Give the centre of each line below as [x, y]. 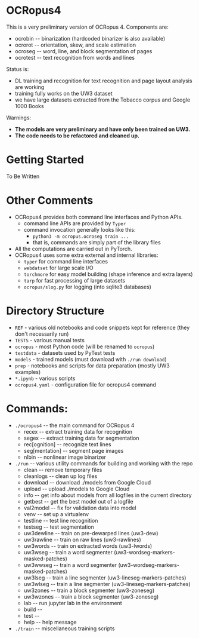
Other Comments [50, 200]
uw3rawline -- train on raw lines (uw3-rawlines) [82, 539]
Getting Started [45, 160]
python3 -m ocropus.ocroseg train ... [81, 237]
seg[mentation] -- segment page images [74, 450]
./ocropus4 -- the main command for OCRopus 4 [75, 425]
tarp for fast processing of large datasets [74, 280]
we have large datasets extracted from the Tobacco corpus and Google [102, 100]
